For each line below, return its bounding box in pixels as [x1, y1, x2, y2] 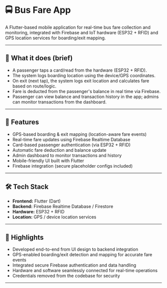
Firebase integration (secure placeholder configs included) [12, 163, 133, 169]
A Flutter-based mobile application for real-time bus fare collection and [5, 24, 151, 30]
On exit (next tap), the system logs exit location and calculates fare [12, 78, 150, 84]
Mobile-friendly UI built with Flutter [12, 158, 84, 164]
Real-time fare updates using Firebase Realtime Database [12, 136, 131, 142]
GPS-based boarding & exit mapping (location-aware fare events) [12, 131, 147, 137]
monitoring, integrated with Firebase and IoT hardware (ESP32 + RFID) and [5, 29, 158, 35]
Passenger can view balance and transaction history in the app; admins [12, 94, 159, 99]
